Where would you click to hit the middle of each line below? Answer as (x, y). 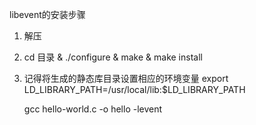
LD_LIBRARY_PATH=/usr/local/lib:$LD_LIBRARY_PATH (134, 89)
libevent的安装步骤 (47, 14)
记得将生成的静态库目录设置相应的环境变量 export (126, 78)
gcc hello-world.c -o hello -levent (93, 109)
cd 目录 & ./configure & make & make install (113, 57)
